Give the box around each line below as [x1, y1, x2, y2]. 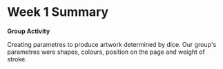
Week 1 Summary [7, 4, 109, 20]
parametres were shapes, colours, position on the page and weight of [7, 48, 205, 56]
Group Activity [7, 27, 50, 35]
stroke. [7, 55, 27, 63]
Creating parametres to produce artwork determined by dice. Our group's [7, 40, 217, 48]
